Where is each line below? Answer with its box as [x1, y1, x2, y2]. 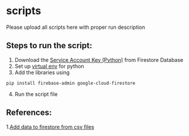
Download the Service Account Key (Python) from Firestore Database [14, 56, 184, 63]
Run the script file [14, 90, 58, 98]
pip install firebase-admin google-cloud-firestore [6, 80, 135, 86]
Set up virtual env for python [14, 62, 84, 69]
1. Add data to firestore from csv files [6, 123, 94, 130]
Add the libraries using [14, 69, 70, 76]
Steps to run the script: [6, 41, 92, 51]
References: [6, 108, 52, 118]
